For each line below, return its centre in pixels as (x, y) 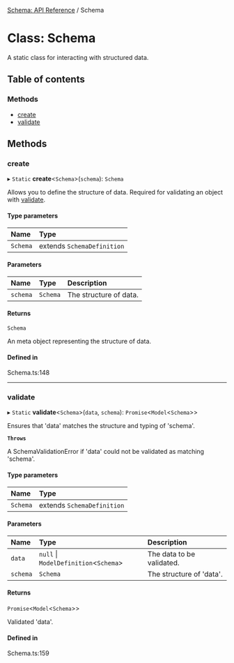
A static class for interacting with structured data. (78, 57)
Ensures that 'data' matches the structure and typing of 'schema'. (101, 426)
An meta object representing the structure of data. (79, 341)
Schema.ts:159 (29, 653)
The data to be (171, 554)
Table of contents (46, 79)
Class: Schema (52, 38)
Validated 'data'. (30, 622)
